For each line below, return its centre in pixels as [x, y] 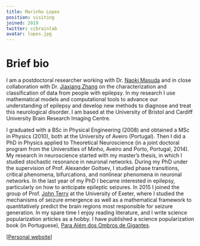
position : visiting [30, 17]
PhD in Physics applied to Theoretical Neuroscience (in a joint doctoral [93, 143]
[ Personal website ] [29, 237]
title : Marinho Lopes [33, 12]
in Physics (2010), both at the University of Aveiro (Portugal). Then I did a [96, 136]
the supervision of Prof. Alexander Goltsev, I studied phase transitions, [93, 168]
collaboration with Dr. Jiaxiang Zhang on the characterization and [87, 87]
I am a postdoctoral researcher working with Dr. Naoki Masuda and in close [99, 80]
